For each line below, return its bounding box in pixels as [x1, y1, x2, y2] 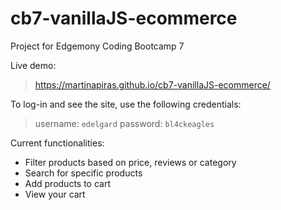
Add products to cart [24, 177, 112, 189]
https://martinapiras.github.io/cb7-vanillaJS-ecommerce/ [34, 78, 271, 91]
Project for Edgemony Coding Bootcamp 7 [10, 40, 185, 52]
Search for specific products [24, 167, 143, 179]
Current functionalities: [10, 137, 105, 149]
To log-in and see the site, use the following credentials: [10, 98, 242, 110]
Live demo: [10, 59, 57, 71]
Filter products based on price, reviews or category [24, 156, 237, 168]
